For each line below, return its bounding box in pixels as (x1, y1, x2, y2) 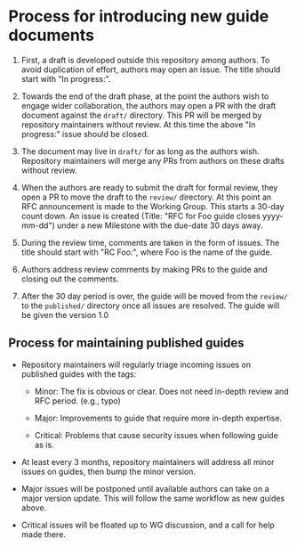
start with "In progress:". (20, 73, 111, 84)
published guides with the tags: (20, 368, 137, 380)
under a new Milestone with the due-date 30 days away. (56, 220, 263, 231)
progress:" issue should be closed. (20, 128, 149, 139)
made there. (20, 528, 66, 540)
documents (8, 25, 95, 45)
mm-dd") (20, 220, 55, 231)
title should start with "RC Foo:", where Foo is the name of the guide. (20, 247, 273, 257)
